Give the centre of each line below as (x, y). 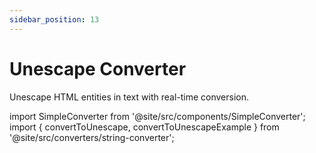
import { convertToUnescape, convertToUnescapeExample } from (144, 127)
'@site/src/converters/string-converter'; (92, 137)
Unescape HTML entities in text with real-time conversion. (129, 97)
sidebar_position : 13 (54, 19)
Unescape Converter (98, 68)
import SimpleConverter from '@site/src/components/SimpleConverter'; (157, 116)
